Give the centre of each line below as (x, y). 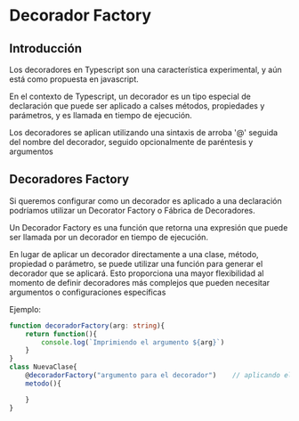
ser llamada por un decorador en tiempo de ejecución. (109, 237)
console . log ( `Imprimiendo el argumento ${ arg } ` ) (133, 342)
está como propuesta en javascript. (74, 79)
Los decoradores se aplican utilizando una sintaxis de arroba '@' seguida (144, 133)
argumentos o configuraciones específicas (88, 292)
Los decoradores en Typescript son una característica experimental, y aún (145, 69)
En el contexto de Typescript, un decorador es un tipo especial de (130, 96)
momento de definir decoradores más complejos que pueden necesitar (140, 282)
